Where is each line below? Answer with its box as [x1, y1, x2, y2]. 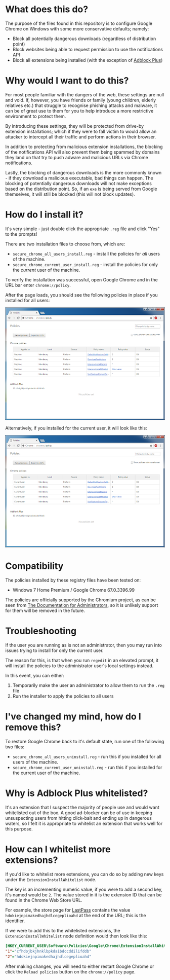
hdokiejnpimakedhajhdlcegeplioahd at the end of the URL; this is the [5, 912, 146, 918]
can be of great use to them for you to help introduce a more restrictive [5, 107, 154, 114]
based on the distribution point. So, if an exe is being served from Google [5, 186, 158, 192]
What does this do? [5, 4, 89, 15]
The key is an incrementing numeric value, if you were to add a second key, [5, 886, 163, 892]
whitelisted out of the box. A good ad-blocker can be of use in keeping [5, 810, 153, 816]
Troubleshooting [5, 625, 77, 637]
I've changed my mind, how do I [5, 711, 142, 722]
